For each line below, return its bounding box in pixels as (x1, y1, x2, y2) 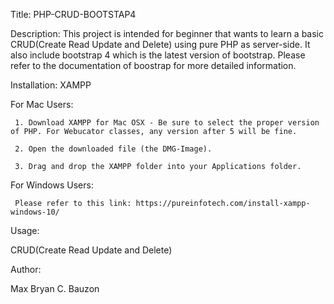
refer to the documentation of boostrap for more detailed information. (10, 60, 297, 71)
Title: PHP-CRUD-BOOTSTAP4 (10, 9, 137, 20)
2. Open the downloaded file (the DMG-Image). (14, 144, 213, 154)
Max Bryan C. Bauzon (10, 283, 100, 294)
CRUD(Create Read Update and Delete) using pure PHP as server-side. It (10, 39, 311, 50)
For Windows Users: (10, 179, 94, 191)
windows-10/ (10, 207, 60, 217)
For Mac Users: (10, 99, 74, 110)
